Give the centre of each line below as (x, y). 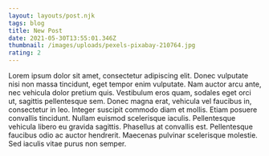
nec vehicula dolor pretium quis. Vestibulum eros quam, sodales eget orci (130, 92)
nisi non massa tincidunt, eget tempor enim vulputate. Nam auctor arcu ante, (135, 84)
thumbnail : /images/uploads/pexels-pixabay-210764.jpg (102, 46)
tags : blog (26, 23)
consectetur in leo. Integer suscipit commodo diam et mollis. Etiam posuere (133, 110)
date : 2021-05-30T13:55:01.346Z (62, 38)
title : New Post (35, 30)
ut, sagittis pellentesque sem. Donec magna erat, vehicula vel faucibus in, (130, 101)
